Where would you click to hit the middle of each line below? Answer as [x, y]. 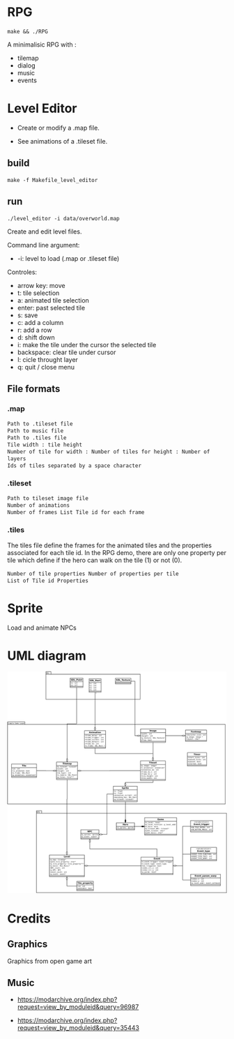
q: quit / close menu [46, 367]
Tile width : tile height [45, 445]
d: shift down [36, 337]
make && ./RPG [28, 31]
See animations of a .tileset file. [62, 141]
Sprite [25, 608]
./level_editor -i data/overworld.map [63, 218]
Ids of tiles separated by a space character [74, 466]
